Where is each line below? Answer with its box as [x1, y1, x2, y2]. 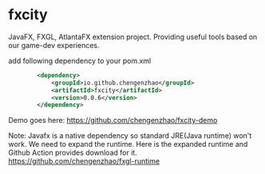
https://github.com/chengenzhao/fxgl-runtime [8, 156, 160, 166]
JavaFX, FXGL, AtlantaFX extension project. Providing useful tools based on [8, 32, 258, 42]
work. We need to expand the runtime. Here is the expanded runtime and [8, 140, 248, 149]
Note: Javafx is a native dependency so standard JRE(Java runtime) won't [8, 131, 252, 140]
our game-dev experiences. [8, 40, 100, 49]
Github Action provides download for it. [8, 148, 137, 157]
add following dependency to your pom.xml [8, 56, 152, 65]
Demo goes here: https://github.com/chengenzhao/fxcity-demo [8, 116, 218, 125]
